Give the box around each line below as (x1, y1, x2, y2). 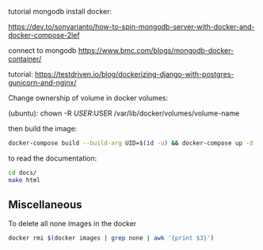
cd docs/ (8, 169, 37, 176)
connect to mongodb (8, 46, 77, 55)
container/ (8, 55, 42, 63)
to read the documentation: (8, 153, 97, 163)
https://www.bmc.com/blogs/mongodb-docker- (78, 46, 234, 55)
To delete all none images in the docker (8, 219, 137, 229)
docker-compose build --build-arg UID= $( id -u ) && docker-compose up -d (8, 139, 253, 147)
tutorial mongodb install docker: (8, 7, 112, 16)
